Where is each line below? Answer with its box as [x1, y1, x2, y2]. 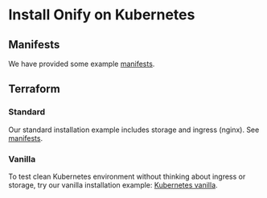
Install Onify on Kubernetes [8, 6, 195, 24]
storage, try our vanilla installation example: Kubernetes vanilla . [8, 179, 219, 190]
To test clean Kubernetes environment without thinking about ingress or [8, 171, 246, 181]
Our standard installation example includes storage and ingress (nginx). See [8, 125, 260, 134]
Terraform [8, 82, 60, 96]
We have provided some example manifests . [8, 59, 155, 68]
